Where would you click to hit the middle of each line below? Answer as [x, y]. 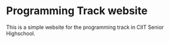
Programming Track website [77, 11]
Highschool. [21, 33]
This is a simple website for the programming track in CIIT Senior [85, 27]
